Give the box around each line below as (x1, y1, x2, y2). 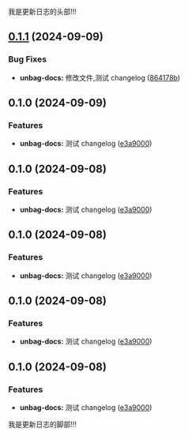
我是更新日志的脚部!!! (8, 419, 77, 429)
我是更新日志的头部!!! (8, 7, 77, 16)
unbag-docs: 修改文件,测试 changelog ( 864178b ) (19, 73, 181, 82)
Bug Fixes (8, 54, 47, 65)
